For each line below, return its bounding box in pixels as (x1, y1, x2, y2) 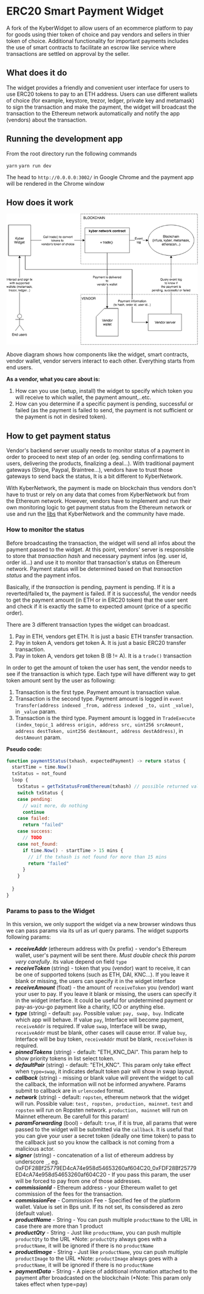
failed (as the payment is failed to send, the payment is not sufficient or (15, 407, 194, 414)
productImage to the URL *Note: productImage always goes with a (15, 1255, 178, 1262)
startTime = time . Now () (12, 764, 72, 771)
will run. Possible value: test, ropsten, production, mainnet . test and (15, 1100, 193, 1108)
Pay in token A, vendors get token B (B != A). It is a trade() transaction (15, 652, 192, 659)
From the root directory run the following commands (6, 150, 137, 157)
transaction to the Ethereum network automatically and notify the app (6, 109, 180, 117)
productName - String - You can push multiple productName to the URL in (15, 1216, 198, 1224)
